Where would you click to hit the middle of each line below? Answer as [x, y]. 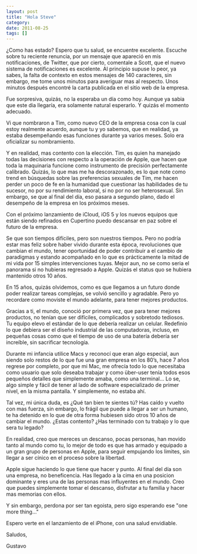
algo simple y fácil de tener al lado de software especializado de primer [93, 385]
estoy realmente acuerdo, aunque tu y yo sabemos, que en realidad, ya [92, 129]
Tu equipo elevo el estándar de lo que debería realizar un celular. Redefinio [97, 323]
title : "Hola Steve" [31, 17]
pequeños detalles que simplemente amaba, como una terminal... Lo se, [93, 379]
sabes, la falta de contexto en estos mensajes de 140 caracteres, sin [89, 75]
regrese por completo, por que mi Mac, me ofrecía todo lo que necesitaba [96, 366]
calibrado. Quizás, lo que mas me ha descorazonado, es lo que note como [96, 172]
